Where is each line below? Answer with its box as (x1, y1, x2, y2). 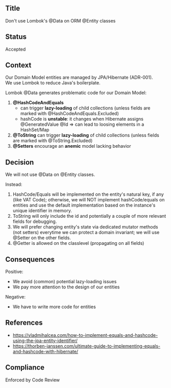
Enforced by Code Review (5, 377, 60, 383)
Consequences (5, 255, 55, 264)
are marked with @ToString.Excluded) (12, 138, 93, 144)
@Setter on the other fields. (12, 235, 71, 241)
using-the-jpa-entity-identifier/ (12, 337, 78, 344)
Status (5, 33, 27, 41)
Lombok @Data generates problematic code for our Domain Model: (5, 89, 147, 96)
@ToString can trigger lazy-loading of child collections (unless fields (12, 132, 159, 139)
